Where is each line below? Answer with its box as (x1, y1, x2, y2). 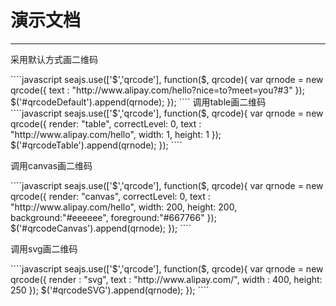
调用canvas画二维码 (10, 159, 93, 171)
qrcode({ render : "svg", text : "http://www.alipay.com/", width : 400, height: (10, 273, 323, 285)
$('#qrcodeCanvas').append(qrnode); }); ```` (10, 222, 192, 234)
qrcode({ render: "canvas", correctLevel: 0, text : (10, 190, 211, 202)
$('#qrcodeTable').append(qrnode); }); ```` (10, 139, 183, 151)
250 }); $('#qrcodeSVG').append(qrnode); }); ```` (10, 284, 210, 296)
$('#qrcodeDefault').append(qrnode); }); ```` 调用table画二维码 (10, 96, 267, 108)
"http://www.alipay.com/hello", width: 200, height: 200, (10, 201, 238, 213)
